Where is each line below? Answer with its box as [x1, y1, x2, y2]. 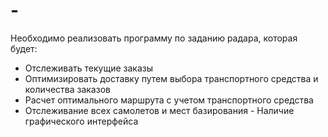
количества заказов [24, 83, 111, 95]
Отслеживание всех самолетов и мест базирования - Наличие [24, 104, 295, 116]
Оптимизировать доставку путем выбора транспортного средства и [24, 72, 319, 84]
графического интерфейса [24, 115, 139, 127]
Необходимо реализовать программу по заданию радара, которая [10, 32, 298, 44]
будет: [10, 42, 38, 54]
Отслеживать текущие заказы [24, 62, 154, 74]
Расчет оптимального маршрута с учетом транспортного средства [24, 94, 314, 106]
